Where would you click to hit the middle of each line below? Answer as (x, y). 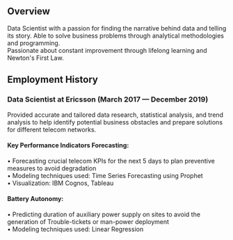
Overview (29, 11)
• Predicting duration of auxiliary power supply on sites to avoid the (104, 214)
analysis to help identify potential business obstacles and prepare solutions (115, 122)
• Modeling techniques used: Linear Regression (75, 229)
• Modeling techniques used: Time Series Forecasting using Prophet (105, 175)
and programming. (34, 43)
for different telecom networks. (52, 129)
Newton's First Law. (35, 58)
